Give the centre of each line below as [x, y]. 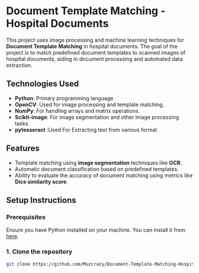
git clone [18, 264]
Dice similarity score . [41, 182]
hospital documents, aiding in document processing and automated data [94, 59]
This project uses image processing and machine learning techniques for [95, 40]
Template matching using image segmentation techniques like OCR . [98, 163]
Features [23, 149]
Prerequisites [26, 217]
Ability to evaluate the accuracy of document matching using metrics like [104, 175]
